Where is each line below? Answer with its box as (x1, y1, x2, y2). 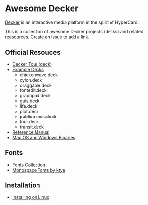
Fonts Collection (12, 162, 46, 168)
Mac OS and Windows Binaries (12, 134, 75, 140)
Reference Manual (12, 129, 50, 135)
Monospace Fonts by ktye (12, 167, 66, 173)
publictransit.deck (19, 114, 57, 119)
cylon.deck (19, 77, 42, 83)
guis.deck (19, 98, 40, 104)
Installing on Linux (12, 194, 49, 200)
